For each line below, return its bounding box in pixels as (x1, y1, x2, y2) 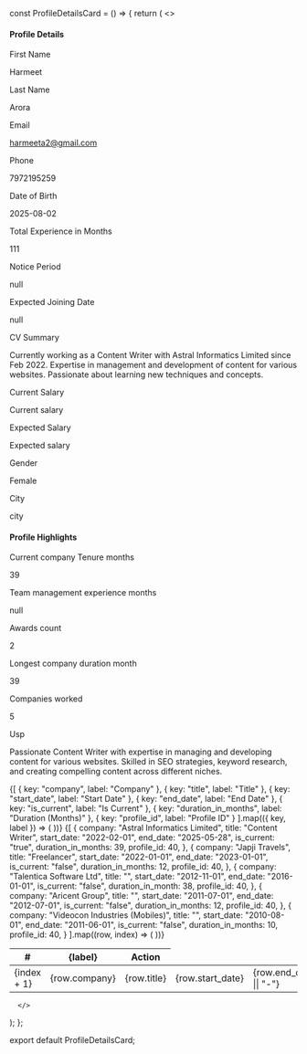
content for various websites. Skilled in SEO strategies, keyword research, (9, 756, 288, 767)
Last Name (9, 84, 50, 95)
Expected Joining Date (9, 297, 95, 308)
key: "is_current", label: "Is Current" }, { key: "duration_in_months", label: (9, 803, 282, 814)
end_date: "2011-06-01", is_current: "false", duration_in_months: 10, (25, 920, 279, 931)
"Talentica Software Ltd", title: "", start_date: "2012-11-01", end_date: (9, 871, 266, 882)
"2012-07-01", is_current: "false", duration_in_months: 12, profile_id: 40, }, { (9, 900, 292, 912)
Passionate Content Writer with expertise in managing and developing (9, 746, 272, 757)
